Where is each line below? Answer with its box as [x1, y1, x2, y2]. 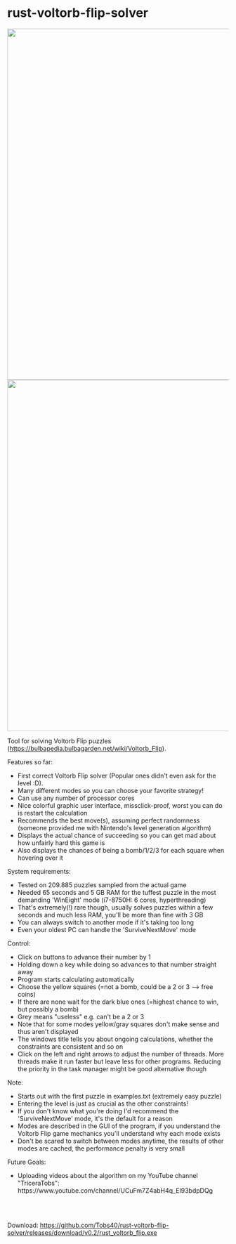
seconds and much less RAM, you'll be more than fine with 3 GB [17, 910, 204, 919]
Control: [7, 939, 31, 948]
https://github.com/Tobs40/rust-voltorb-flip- [39, 1221, 170, 1229]
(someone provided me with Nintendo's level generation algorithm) [17, 823, 212, 832]
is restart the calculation [17, 808, 88, 817]
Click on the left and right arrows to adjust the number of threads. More [17, 1049, 225, 1058]
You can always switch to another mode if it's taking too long [17, 918, 195, 927]
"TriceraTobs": [17, 1179, 60, 1187]
